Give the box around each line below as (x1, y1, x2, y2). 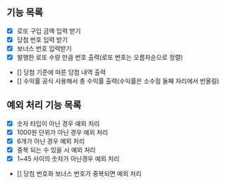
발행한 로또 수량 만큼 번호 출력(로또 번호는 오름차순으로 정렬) (16, 53, 184, 61)
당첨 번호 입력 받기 (16, 35, 68, 44)
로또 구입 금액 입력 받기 (16, 27, 82, 35)
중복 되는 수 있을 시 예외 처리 (16, 146, 96, 155)
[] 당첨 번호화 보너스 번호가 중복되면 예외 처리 (16, 169, 142, 178)
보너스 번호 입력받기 (16, 44, 72, 53)
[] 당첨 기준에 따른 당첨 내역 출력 (16, 68, 106, 77)
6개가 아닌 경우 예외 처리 (16, 137, 85, 145)
